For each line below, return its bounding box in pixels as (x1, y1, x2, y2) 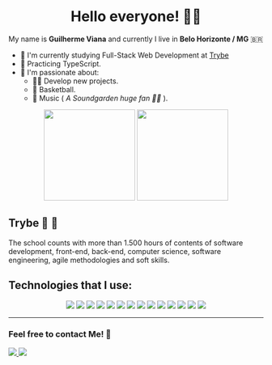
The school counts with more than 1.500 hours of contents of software (8, 238, 244, 248)
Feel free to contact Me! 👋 (8, 329, 112, 340)
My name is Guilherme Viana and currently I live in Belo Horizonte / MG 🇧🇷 (8, 34, 264, 44)
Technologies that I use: (8, 278, 132, 292)
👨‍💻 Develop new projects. (32, 76, 119, 86)
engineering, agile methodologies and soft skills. (8, 255, 170, 265)
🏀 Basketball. (32, 84, 76, 94)
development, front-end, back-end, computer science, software (8, 246, 221, 256)
